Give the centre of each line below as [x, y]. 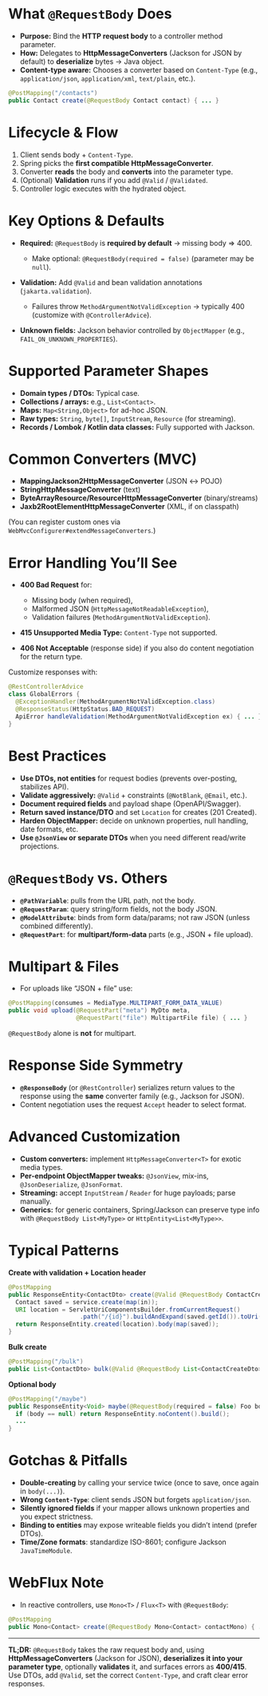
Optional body [32, 1384]
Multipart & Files [64, 966]
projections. [39, 846]
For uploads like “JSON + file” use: [76, 988]
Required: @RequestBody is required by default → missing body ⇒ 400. [136, 243]
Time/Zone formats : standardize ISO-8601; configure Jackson [123, 1542]
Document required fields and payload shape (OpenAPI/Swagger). [130, 804]
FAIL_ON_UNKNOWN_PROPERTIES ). [69, 338]
